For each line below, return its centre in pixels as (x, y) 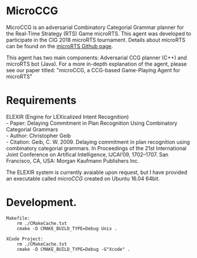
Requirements (41, 100)
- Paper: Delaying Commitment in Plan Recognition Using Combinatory (92, 123)
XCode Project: (25, 239)
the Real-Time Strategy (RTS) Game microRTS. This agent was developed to (99, 33)
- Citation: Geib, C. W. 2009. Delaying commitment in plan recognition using (98, 142)
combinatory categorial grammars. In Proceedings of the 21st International (96, 148)
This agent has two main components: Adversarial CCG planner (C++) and (96, 57)
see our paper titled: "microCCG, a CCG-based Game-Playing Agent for (93, 70)
